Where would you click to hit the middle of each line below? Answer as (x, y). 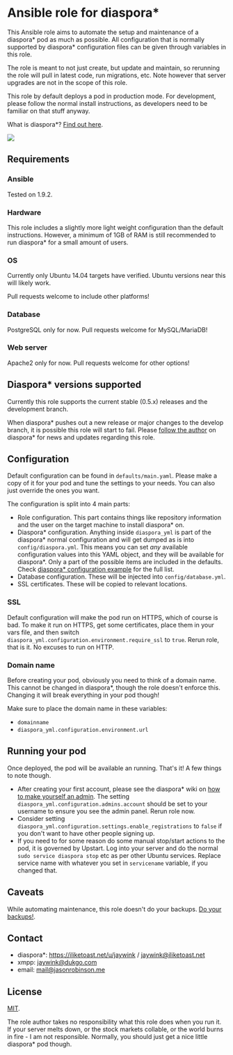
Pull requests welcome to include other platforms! (78, 297)
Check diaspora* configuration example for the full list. (96, 570)
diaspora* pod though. (40, 1044)
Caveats (25, 892)
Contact (25, 938)
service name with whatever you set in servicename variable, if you (112, 863)
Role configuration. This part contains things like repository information (119, 517)
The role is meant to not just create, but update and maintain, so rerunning (114, 68)
